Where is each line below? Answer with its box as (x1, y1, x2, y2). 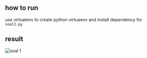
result (5, 35, 23, 43)
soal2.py (5, 22, 23, 27)
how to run (5, 4, 38, 12)
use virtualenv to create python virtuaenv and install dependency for (5, 16, 143, 22)
